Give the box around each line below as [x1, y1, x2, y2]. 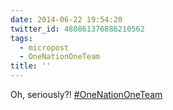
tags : [10, 33, 33, 43]
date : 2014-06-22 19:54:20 [10, 14, 123, 25]
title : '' [10, 61, 52, 71]
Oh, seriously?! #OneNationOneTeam [10, 89, 163, 100]
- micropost [19, 42, 70, 53]
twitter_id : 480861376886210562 [10, 24, 145, 34]
